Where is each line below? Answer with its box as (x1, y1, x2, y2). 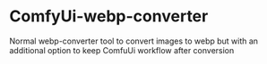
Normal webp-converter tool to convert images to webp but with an (9, 36, 258, 46)
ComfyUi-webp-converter (9, 6, 209, 27)
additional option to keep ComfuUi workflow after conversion (9, 44, 235, 55)
